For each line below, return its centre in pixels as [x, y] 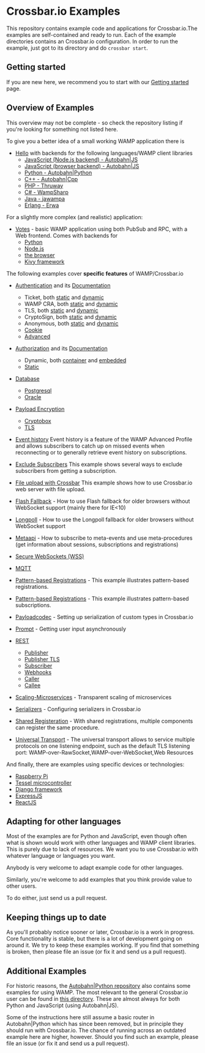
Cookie [33, 330]
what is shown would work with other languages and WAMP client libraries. [101, 843]
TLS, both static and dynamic [61, 310]
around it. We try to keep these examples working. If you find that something [103, 945]
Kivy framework [44, 262]
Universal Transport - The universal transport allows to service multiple [105, 739]
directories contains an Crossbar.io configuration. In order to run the [92, 41]
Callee [32, 685]
